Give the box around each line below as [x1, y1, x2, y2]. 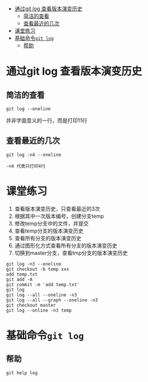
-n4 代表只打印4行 [6, 163, 46, 169]
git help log [6, 370, 38, 376]
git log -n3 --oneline [6, 261, 61, 267]
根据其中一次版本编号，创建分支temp [14, 212, 104, 220]
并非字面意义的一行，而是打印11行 [6, 117, 88, 124]
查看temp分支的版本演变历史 [14, 227, 84, 234]
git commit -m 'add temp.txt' [6, 281, 80, 287]
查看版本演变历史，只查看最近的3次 [14, 205, 101, 212]
